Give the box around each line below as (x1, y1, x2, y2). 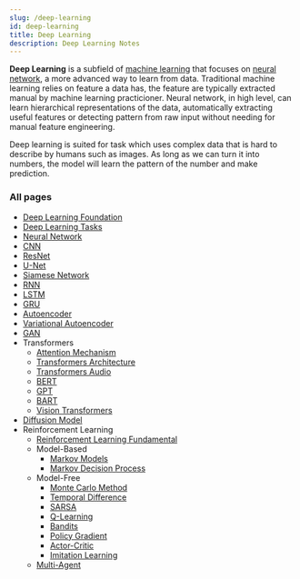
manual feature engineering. (9, 122, 115, 133)
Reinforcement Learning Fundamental (35, 434, 178, 444)
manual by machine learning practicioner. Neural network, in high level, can (9, 93, 293, 104)
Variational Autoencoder (22, 317, 114, 328)
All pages (9, 191, 53, 204)
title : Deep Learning (9, 30, 92, 39)
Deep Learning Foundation (22, 211, 123, 223)
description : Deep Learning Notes (9, 38, 141, 48)
